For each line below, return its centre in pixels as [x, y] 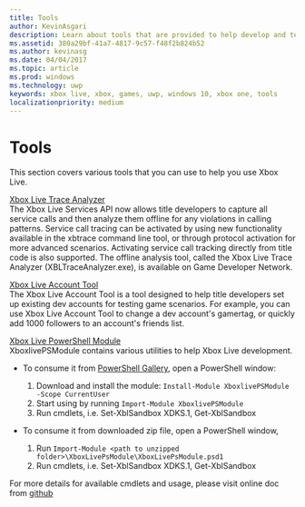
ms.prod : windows [42, 77]
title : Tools [34, 18]
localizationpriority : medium [67, 102]
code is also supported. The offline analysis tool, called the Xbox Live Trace [151, 258]
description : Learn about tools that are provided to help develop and [148, 35]
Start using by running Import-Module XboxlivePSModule [140, 403]
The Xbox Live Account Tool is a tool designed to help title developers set [147, 294]
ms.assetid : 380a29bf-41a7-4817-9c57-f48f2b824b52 [107, 43]
